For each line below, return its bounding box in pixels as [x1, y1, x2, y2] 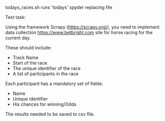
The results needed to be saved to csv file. [5, 111, 95, 117]
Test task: [5, 14, 26, 20]
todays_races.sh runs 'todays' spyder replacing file [5, 5, 113, 10]
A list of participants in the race [12, 71, 79, 77]
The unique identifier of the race [12, 66, 81, 71]
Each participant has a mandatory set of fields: [5, 81, 103, 86]
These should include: [5, 45, 52, 50]
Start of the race [12, 60, 47, 66]
